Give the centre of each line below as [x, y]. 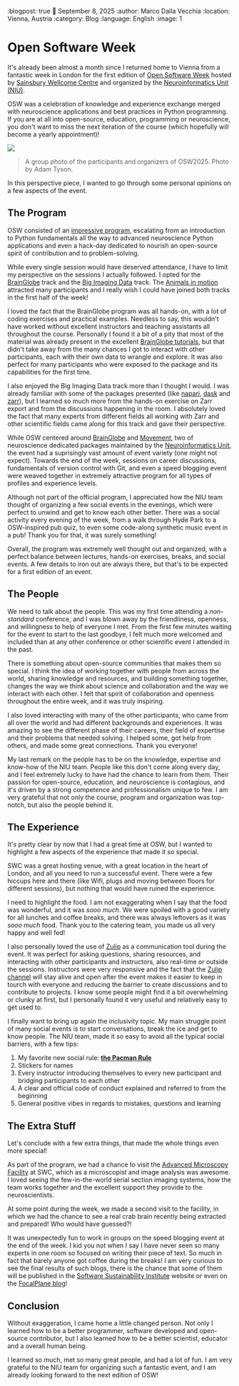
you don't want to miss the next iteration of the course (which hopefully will [118, 127]
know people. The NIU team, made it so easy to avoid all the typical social [116, 1036]
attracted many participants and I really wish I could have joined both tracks [119, 289]
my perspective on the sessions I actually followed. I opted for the [104, 274]
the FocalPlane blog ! [37, 1284]
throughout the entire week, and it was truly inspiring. [86, 701]
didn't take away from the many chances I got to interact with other [106, 349]
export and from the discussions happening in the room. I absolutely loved [117, 408]
